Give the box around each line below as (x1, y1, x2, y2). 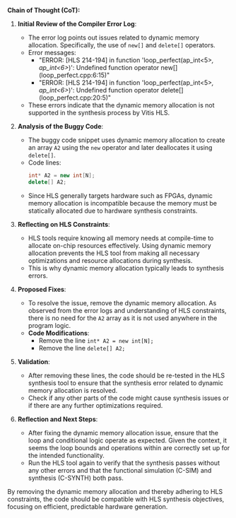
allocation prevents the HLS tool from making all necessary (28, 249, 200, 257)
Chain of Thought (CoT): (7, 6, 81, 14)
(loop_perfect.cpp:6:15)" (38, 71, 110, 79)
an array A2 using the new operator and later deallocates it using (28, 143, 213, 151)
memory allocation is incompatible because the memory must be (28, 199, 218, 207)
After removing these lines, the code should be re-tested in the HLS (28, 371, 225, 379)
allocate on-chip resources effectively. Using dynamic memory (28, 241, 212, 249)
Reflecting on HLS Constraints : (17, 220, 111, 228)
